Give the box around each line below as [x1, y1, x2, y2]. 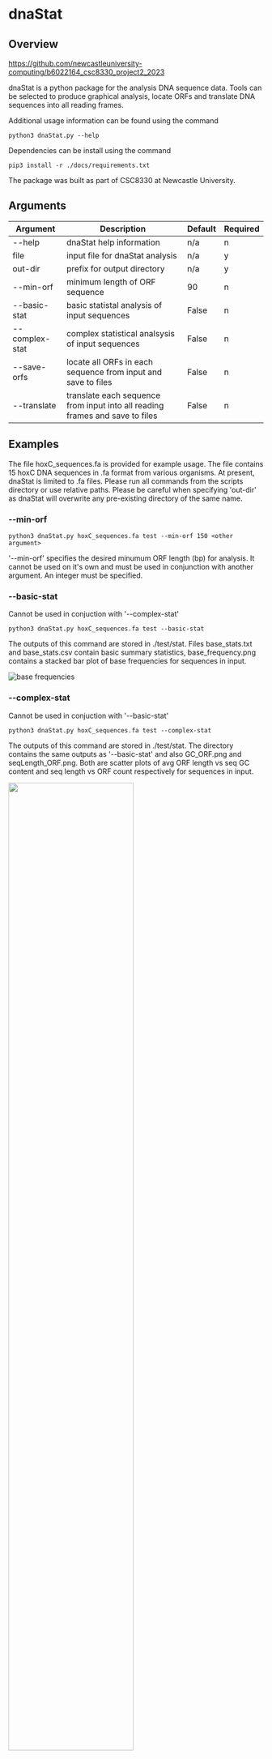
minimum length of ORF [66, 276, 156, 288]
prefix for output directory [66, 263, 165, 274]
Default [187, 223, 217, 234]
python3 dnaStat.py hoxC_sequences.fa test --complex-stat [8, 726, 212, 734]
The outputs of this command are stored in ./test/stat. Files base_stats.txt [8, 639, 253, 649]
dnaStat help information [66, 237, 160, 248]
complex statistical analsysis [66, 327, 176, 339]
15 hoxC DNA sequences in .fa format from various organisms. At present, [8, 468, 255, 477]
